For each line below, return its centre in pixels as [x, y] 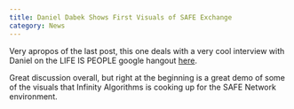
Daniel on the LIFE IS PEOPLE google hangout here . [103, 60]
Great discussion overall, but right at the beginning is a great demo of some [147, 77]
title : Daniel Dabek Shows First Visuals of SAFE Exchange [121, 17]
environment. [33, 96]
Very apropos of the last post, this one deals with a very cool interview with [147, 51]
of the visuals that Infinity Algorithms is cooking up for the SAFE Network [143, 87]
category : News [37, 26]
